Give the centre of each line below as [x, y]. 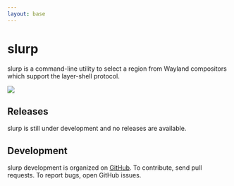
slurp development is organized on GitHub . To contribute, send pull [105, 168]
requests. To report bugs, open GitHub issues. [74, 175]
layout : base [26, 14]
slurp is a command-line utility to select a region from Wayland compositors [117, 69]
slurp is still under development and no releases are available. [97, 129]
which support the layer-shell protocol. [63, 76]
